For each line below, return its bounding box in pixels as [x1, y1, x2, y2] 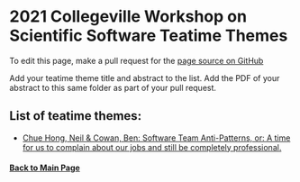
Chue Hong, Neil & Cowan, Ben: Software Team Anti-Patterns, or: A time [22, 132, 291, 143]
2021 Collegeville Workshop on [9, 6, 248, 27]
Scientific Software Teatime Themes [9, 25, 288, 46]
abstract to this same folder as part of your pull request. [9, 82, 217, 93]
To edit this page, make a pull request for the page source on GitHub [9, 55, 264, 66]
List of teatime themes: [9, 108, 142, 123]
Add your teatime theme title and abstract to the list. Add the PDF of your [9, 72, 280, 83]
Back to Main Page [9, 162, 81, 173]
